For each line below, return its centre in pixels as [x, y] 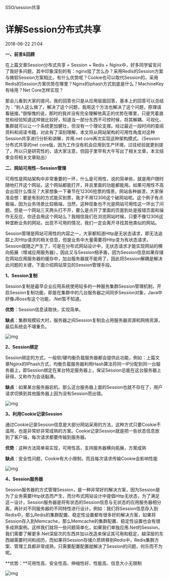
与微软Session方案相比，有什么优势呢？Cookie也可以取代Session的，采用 [82, 77]
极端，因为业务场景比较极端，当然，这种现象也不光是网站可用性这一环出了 [82, 204]
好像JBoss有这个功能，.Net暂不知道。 [45, 299]
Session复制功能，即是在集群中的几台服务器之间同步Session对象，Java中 [86, 292]
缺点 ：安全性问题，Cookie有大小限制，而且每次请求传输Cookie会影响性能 [81, 458]
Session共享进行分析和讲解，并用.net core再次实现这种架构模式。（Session [82, 138]
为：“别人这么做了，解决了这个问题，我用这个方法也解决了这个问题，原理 [81, 107]
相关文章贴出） [34, 157]
